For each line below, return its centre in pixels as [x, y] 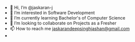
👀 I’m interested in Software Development [52, 13]
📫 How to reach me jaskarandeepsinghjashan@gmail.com [70, 29]
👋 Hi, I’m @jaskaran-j [31, 8]
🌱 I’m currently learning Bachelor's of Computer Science [67, 18]
